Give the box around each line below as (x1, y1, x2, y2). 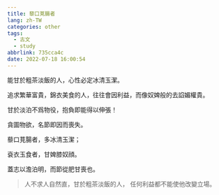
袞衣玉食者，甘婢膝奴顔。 (7, 150, 81, 158)
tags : (7, 29, 23, 37)
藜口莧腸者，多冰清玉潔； (7, 135, 81, 143)
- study (13, 43, 36, 50)
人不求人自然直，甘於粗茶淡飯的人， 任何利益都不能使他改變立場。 (24, 180, 216, 188)
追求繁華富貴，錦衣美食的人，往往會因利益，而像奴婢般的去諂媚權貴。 (7, 90, 209, 99)
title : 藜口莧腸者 (7, 10, 56, 17)
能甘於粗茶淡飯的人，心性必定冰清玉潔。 (7, 75, 123, 84)
